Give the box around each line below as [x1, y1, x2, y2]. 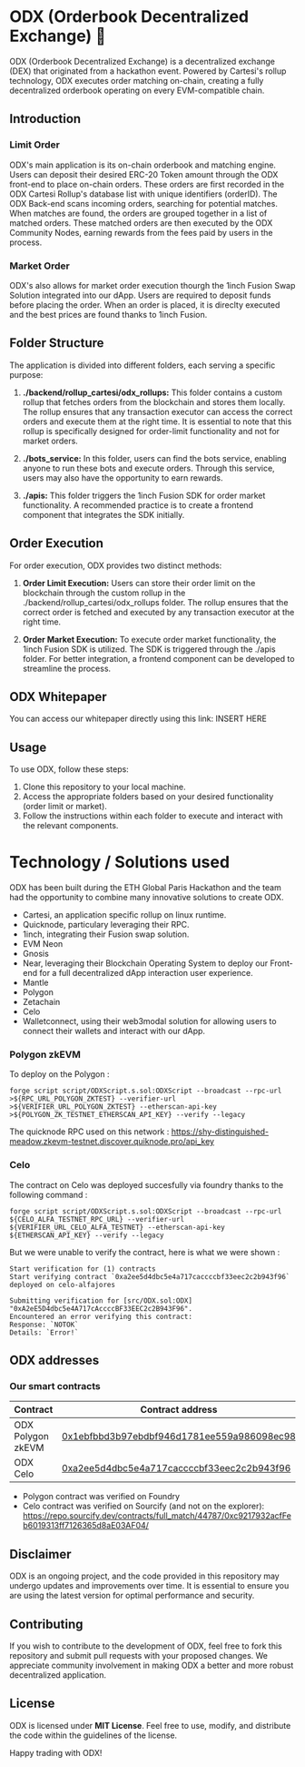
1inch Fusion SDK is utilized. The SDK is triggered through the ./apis [22, 644, 276, 655]
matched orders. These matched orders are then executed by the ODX [9, 217, 273, 228]
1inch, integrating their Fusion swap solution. [22, 929, 190, 939]
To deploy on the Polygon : [9, 1069, 110, 1080]
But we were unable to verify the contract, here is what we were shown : [9, 1246, 280, 1257]
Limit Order [9, 138, 61, 151]
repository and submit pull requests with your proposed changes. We [9, 1650, 268, 1661]
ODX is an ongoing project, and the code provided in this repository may [9, 1570, 280, 1581]
